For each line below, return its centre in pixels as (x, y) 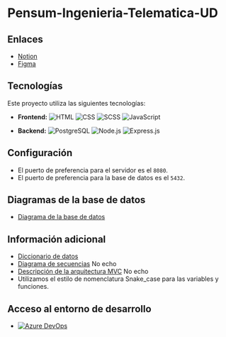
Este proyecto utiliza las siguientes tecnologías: (77, 103)
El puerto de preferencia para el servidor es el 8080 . (93, 170)
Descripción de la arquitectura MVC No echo (83, 272)
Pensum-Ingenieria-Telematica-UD (113, 13)
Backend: (32, 131)
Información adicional (57, 239)
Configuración (40, 153)
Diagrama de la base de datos (61, 217)
